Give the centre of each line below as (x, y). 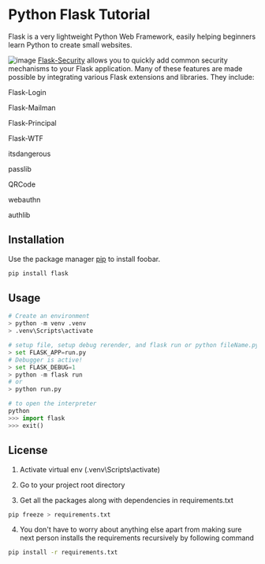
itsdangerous (30, 153)
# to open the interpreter (52, 404)
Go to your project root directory (72, 485)
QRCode (22, 184)
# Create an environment (49, 316)
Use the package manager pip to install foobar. (84, 259)
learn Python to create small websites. (70, 44)
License (28, 450)
